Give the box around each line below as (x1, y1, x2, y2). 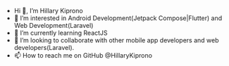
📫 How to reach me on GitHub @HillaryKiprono (13, 51, 153, 59)
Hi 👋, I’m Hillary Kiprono (13, 7, 83, 15)
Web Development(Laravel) (13, 22, 94, 29)
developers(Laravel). (13, 44, 75, 51)
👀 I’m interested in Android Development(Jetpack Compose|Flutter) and (13, 14, 223, 22)
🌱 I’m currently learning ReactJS (13, 28, 108, 37)
